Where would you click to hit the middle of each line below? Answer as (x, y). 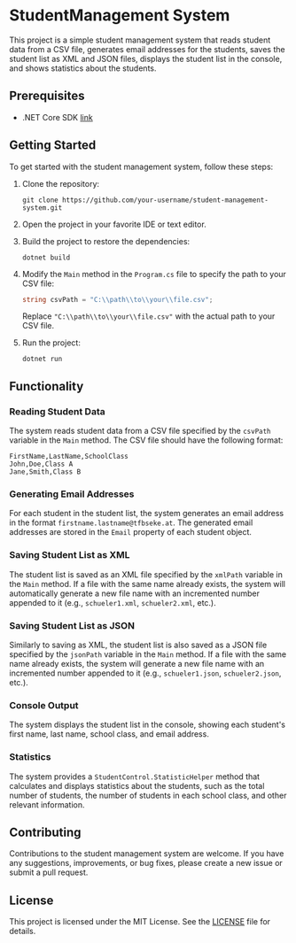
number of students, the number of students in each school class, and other (148, 795)
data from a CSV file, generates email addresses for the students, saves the (147, 49)
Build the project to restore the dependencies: (106, 241)
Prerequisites (47, 96)
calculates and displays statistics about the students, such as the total (137, 785)
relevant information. (47, 804)
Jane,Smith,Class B (45, 472)
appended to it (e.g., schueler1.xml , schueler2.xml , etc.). (113, 602)
